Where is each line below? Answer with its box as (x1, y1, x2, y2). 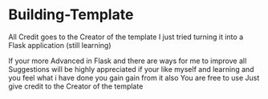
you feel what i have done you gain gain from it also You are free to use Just (8, 73, 260, 82)
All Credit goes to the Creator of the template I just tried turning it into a (8, 32, 244, 42)
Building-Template (8, 6, 134, 24)
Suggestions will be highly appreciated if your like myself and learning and (8, 64, 254, 73)
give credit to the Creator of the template (8, 81, 144, 91)
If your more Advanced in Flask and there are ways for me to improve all (8, 56, 247, 65)
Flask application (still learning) (8, 40, 112, 49)
